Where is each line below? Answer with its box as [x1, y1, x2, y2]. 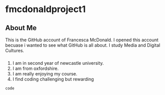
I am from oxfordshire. [12, 65, 59, 71]
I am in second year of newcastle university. [12, 60, 104, 66]
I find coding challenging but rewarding [12, 76, 94, 82]
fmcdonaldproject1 [5, 4, 86, 15]
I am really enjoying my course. [12, 70, 77, 76]
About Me [5, 24, 37, 32]
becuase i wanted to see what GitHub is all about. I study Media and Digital [5, 42, 160, 48]
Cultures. [5, 48, 24, 53]
